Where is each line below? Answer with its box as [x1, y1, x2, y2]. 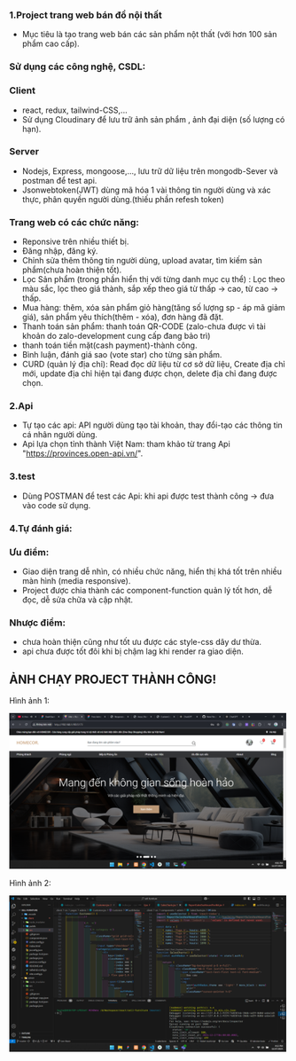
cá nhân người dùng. [21, 429, 97, 440]
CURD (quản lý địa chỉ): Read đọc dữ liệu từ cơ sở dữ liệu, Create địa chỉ [21, 359, 285, 370]
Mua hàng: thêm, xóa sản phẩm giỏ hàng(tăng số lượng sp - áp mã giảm [21, 303, 285, 313]
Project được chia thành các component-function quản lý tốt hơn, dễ [21, 585, 273, 595]
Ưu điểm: [9, 546, 50, 558]
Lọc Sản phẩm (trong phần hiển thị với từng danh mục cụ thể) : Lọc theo [21, 274, 285, 285]
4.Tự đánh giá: [9, 522, 73, 534]
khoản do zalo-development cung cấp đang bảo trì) [21, 331, 211, 342]
